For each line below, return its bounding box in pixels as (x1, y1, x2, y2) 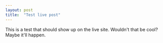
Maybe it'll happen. (5, 32, 46, 38)
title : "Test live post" (5, 12, 60, 17)
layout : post (5, 7, 33, 13)
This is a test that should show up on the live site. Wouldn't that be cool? (5, 26, 158, 32)
